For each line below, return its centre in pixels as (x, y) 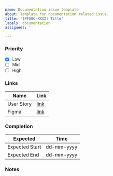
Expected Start (24, 147)
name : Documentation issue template (42, 9)
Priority (14, 49)
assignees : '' (19, 28)
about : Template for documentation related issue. (57, 14)
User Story (20, 104)
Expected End (23, 155)
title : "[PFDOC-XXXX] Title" (34, 18)
